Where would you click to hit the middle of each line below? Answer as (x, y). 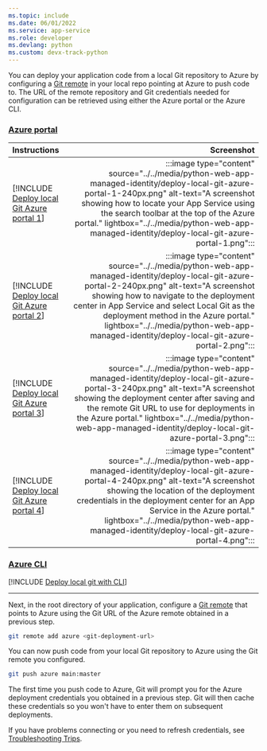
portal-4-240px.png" (126, 481)
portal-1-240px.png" (126, 193)
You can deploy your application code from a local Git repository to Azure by (133, 75)
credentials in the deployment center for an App (166, 500)
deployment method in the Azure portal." (179, 316)
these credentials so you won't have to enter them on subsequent (116, 706)
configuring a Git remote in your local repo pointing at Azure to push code (129, 84)
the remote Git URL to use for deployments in (171, 408)
